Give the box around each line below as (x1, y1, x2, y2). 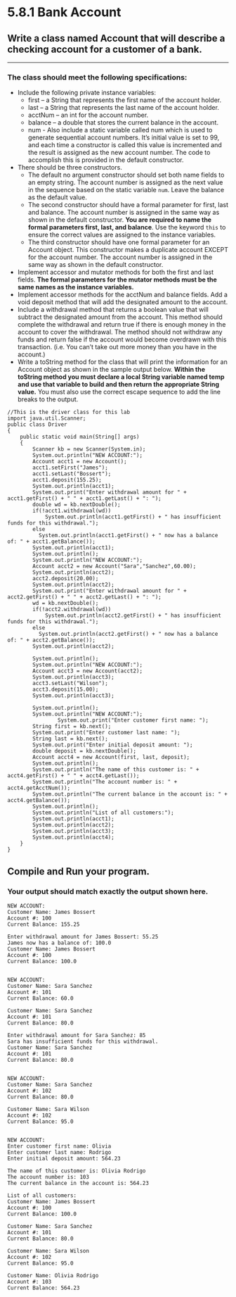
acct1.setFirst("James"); (32, 464, 109, 472)
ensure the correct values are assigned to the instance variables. (27, 230, 216, 239)
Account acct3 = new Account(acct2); (32, 668, 143, 675)
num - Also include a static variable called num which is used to (27, 126, 213, 134)
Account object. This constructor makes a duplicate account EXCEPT (27, 246, 228, 254)
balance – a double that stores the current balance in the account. (27, 118, 219, 127)
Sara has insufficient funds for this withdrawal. (7, 1038, 159, 1045)
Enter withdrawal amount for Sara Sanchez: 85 (7, 1032, 146, 1039)
